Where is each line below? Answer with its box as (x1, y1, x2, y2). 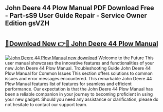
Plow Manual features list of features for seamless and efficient (5, 81, 132, 87)
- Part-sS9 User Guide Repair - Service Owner (5, 12, 147, 20)
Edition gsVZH (5, 19, 50, 27)
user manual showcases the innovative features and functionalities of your (5, 60, 154, 66)
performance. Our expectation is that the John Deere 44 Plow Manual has (5, 86, 153, 92)
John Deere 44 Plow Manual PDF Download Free (5, 4, 154, 12)
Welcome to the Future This (98, 55, 154, 61)
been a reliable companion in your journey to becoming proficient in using (5, 91, 153, 97)
